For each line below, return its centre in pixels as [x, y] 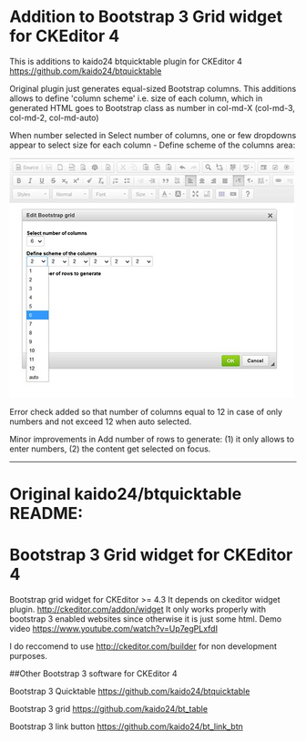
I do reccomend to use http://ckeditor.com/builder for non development [143, 646]
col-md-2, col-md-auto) [54, 117]
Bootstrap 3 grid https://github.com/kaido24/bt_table [108, 709]
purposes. [29, 656]
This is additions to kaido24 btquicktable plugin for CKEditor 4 [126, 61]
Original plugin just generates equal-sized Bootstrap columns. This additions [153, 88]
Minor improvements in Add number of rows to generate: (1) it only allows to [152, 439]
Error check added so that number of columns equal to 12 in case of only [146, 411]
